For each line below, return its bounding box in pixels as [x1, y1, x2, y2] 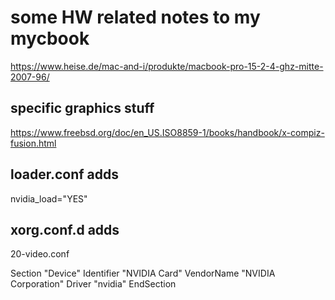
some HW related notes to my [10, 6, 261, 29]
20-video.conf [10, 248, 70, 260]
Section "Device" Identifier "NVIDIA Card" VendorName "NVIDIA [10, 267, 276, 280]
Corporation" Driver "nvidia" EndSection [10, 278, 177, 290]
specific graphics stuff [10, 100, 155, 117]
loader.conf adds [10, 166, 120, 183]
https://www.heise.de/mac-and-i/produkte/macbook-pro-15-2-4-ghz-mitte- [10, 60, 324, 72]
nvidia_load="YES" [10, 192, 88, 205]
